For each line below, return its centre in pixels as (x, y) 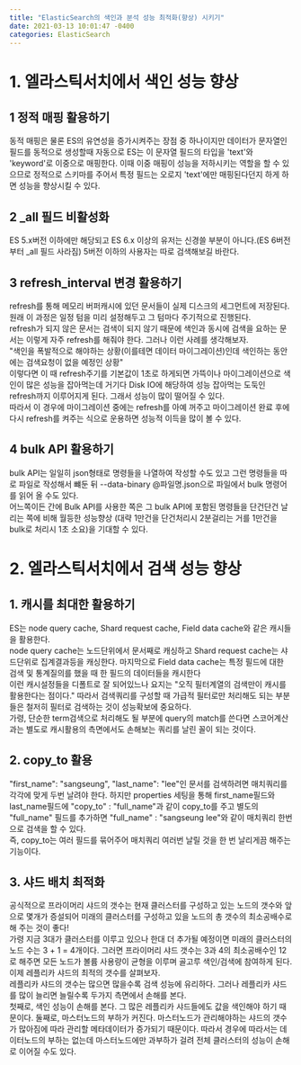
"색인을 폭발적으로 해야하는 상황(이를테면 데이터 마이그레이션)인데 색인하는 (140, 351)
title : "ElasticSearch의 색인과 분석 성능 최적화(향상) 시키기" (117, 18)
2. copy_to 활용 (51, 761)
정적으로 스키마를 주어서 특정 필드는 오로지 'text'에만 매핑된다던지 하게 (156, 175)
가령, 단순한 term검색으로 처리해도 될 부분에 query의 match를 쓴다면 (130, 718)
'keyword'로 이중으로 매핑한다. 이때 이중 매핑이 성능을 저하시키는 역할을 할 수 (145, 164)
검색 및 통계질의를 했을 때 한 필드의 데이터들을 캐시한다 (105, 673)
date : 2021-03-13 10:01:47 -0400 (72, 26)
